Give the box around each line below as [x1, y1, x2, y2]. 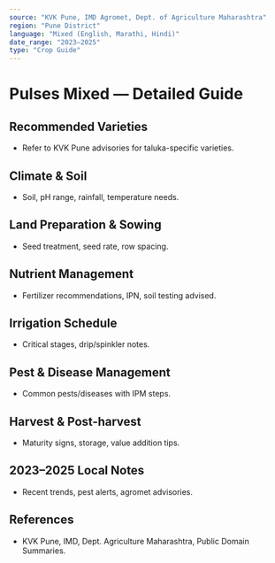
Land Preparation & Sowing [9, 218, 162, 233]
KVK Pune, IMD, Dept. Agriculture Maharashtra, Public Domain [21, 536, 249, 546]
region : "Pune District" [9, 21, 101, 30]
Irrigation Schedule [9, 315, 118, 330]
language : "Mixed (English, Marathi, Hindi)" [9, 29, 180, 38]
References [9, 513, 74, 528]
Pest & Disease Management [9, 365, 171, 380]
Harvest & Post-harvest [9, 413, 141, 429]
